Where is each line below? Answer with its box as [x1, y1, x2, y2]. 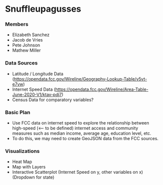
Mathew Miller [12, 47, 41, 53]
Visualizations [5, 148, 40, 154]
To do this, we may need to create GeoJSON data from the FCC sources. [12, 136, 159, 142]
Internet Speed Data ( [12, 86, 56, 92]
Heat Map [12, 159, 32, 164]
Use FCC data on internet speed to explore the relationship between [12, 120, 150, 126]
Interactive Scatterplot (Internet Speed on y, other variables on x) [12, 169, 143, 175]
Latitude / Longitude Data [12, 71, 63, 77]
